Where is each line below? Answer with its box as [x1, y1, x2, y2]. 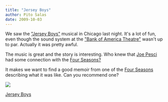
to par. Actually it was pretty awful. [5, 42, 78, 48]
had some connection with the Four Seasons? [5, 57, 101, 63]
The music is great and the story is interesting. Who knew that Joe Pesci [5, 51, 157, 57]
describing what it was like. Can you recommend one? [5, 72, 119, 78]
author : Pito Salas [5, 12, 47, 17]
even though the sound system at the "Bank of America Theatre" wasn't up [5, 36, 163, 42]
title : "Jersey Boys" [5, 7, 51, 13]
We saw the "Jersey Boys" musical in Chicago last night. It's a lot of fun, [5, 31, 156, 37]
